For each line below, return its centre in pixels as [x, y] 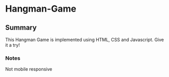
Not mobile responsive [29, 69]
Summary [21, 28]
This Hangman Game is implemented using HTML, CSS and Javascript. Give [85, 40]
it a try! [13, 45]
